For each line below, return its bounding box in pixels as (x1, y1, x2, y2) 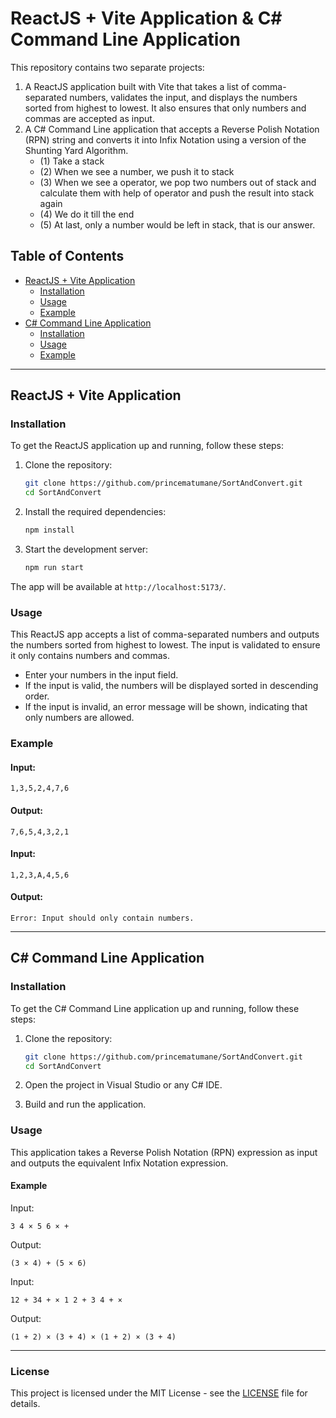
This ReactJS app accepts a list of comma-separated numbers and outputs (10, 628, 320, 641)
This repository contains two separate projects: (10, 61, 205, 73)
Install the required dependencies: (24, 506, 167, 518)
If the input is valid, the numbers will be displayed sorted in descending (24, 680, 319, 692)
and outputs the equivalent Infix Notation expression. (10, 1157, 229, 1169)
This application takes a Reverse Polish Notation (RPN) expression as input (10, 1146, 318, 1158)
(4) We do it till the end (39, 208, 135, 220)
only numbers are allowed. (24, 712, 135, 724)
